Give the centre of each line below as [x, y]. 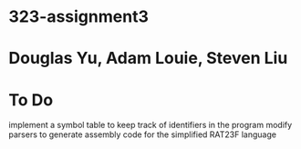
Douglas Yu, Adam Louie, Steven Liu [148, 59]
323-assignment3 [79, 17]
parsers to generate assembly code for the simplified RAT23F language [143, 134]
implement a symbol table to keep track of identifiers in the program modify [150, 125]
